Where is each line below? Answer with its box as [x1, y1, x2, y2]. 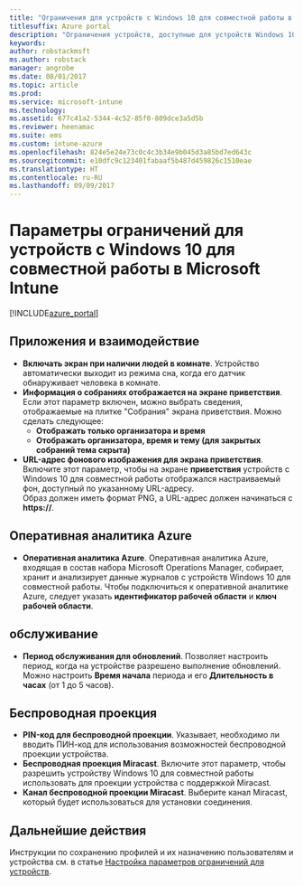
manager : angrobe [9, 64, 75, 73]
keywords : [9, 38, 47, 48]
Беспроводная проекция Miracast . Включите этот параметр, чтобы [22, 759, 286, 769]
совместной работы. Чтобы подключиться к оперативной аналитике [22, 580, 289, 592]
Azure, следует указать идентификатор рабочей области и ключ [22, 590, 277, 601]
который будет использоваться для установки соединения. [22, 796, 252, 807]
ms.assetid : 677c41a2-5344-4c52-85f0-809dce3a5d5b [9, 114, 204, 123]
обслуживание [9, 627, 99, 642]
